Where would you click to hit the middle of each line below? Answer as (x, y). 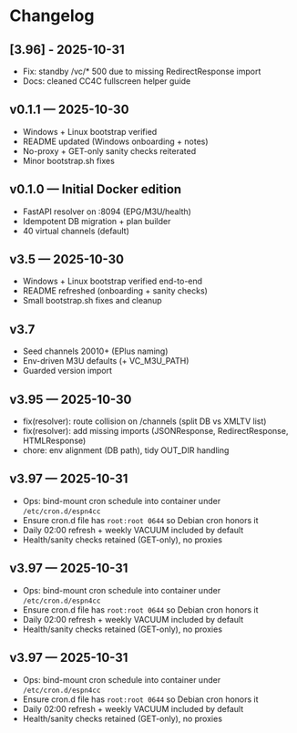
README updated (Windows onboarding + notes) (115, 141)
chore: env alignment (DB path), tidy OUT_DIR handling (126, 450)
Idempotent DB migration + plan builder (97, 221)
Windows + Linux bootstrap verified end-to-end (113, 281)
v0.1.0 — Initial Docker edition (96, 189)
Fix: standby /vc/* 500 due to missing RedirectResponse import (142, 71)
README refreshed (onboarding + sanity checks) (115, 291)
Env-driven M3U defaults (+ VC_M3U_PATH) (106, 361)
